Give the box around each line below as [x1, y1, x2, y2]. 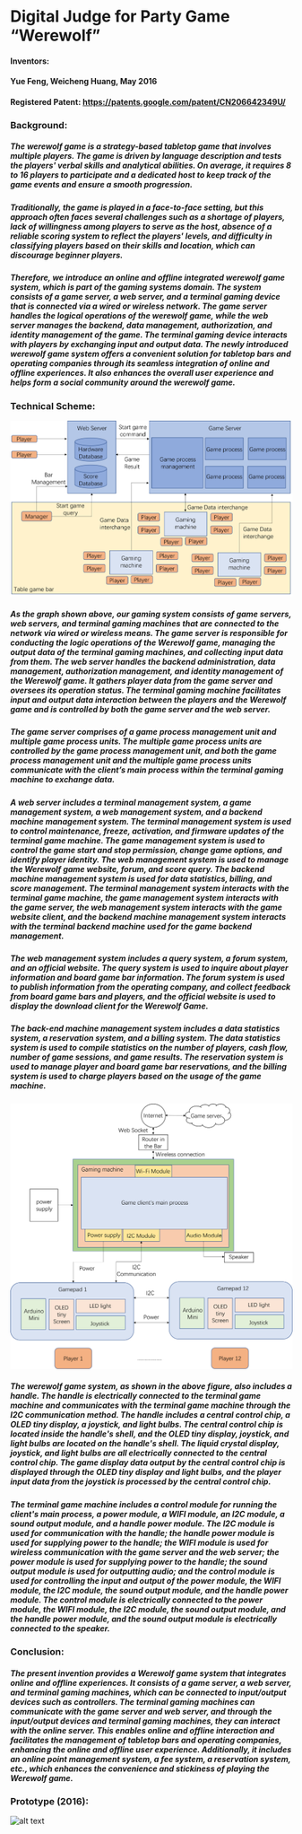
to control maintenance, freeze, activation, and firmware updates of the [10, 825, 285, 836]
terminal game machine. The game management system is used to [10, 834, 265, 845]
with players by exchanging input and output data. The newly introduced [10, 339, 289, 350]
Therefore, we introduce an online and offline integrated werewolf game [10, 272, 286, 284]
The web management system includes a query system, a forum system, [10, 953, 289, 964]
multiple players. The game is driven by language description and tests [10, 151, 282, 162]
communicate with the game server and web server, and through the [10, 1706, 272, 1716]
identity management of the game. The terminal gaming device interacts [10, 329, 288, 340]
